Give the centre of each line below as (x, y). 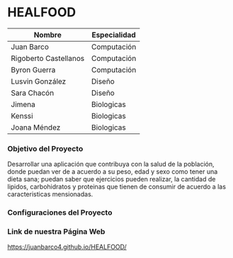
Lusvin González (39, 81)
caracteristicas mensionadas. (50, 194)
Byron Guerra (33, 69)
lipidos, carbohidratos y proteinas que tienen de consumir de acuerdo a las (117, 187)
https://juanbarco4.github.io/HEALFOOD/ (67, 247)
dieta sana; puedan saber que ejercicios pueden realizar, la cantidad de (112, 179)
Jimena (23, 104)
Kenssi (22, 116)
